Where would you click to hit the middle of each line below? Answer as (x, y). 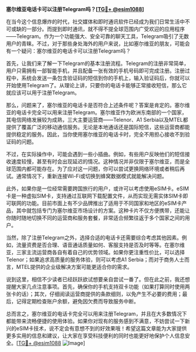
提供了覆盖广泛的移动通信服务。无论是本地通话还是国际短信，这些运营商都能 (98, 127)
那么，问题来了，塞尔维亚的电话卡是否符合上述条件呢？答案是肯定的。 (90, 105)
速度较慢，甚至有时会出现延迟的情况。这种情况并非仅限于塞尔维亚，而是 (98, 161)
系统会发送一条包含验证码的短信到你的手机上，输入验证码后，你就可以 (106, 78)
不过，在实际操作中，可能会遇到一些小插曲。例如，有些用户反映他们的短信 (95, 154)
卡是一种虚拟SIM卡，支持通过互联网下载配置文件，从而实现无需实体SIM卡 (94, 196)
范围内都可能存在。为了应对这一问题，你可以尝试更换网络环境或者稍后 (95, 169)
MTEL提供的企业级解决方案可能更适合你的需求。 (74, 267)
